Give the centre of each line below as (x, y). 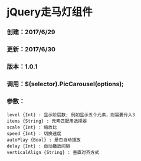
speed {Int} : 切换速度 (34, 134)
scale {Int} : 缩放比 (32, 127)
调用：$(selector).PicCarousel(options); (65, 84)
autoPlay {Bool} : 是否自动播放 (44, 140)
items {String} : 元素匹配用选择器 (47, 121)
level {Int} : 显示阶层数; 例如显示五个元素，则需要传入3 (71, 115)
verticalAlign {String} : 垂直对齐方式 (53, 153)
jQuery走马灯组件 (50, 12)
